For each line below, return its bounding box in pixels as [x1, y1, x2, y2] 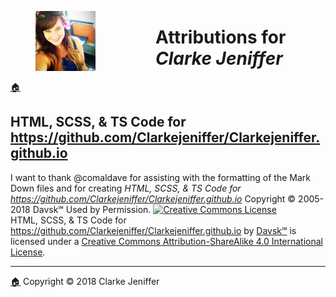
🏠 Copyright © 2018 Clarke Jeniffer [10, 275, 160, 287]
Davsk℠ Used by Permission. [32, 203, 152, 215]
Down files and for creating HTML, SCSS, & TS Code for [10, 182, 242, 194]
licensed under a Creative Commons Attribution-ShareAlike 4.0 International [10, 235, 324, 247]
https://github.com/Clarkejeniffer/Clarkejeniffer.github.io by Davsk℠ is [10, 224, 297, 236]
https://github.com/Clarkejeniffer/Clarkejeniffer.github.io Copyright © [10, 192, 297, 205]
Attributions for [155, 26, 287, 49]
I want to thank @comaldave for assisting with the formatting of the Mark [10, 171, 311, 183]
